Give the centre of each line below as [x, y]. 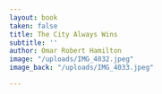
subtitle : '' [34, 43]
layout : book [34, 17]
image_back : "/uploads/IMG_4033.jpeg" [81, 68]
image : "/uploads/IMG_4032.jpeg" [72, 59]
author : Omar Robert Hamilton [66, 51]
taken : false [34, 26]
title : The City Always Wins [64, 34]
